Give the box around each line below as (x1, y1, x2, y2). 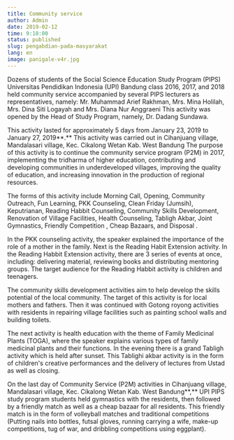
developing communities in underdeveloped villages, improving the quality (7, 163, 221, 172)
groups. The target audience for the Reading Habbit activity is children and (7, 264, 222, 273)
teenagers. (7, 272, 38, 280)
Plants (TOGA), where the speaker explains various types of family (7, 336, 199, 345)
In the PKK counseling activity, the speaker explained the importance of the (7, 235, 224, 243)
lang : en (7, 50, 33, 57)
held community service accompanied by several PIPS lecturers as (7, 90, 200, 98)
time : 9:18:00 (7, 29, 49, 37)
